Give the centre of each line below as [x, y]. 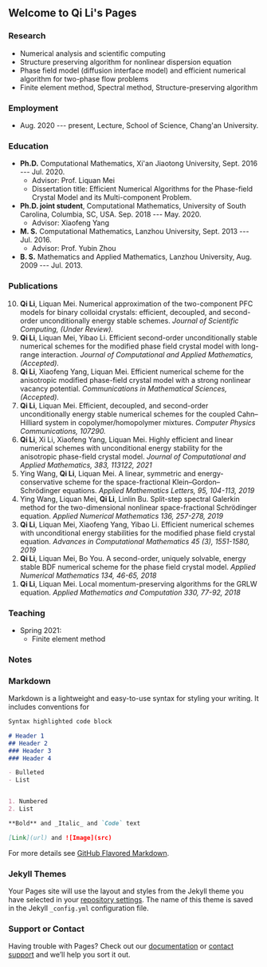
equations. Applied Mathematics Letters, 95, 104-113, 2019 [159, 490]
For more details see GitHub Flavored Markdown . [89, 853]
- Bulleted [26, 773]
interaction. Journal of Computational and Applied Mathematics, [147, 354]
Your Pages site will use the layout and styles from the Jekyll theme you [126, 891]
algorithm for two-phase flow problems [84, 78]
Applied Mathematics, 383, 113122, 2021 [86, 465]
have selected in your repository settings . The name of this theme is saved [131, 900]
